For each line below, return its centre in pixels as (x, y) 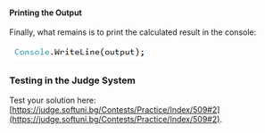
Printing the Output (46, 12)
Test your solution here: (53, 100)
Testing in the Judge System (72, 80)
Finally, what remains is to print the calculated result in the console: (133, 32)
